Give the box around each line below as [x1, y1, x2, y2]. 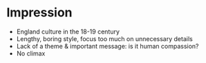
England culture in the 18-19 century [16, 27, 120, 36]
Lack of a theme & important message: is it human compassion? [16, 42, 199, 50]
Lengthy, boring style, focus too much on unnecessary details [16, 34, 193, 42]
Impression [6, 5, 73, 21]
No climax [16, 49, 46, 58]
